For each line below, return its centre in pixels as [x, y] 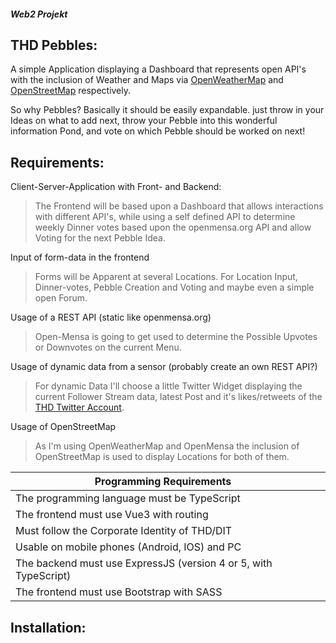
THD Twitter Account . [79, 407]
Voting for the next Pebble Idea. [100, 238]
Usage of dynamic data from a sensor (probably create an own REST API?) [164, 367]
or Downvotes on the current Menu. [108, 347]
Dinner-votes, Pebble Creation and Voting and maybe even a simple [174, 287]
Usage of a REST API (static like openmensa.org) [111, 317]
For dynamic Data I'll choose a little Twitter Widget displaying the [168, 386]
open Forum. [61, 298]
